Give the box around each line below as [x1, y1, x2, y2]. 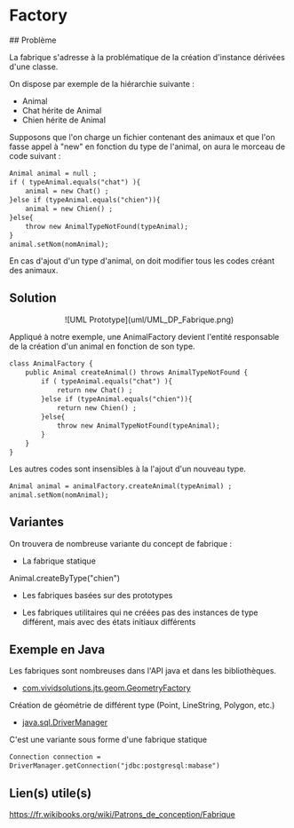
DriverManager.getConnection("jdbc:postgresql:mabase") [9, 761, 220, 770]
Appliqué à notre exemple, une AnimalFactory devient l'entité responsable [9, 331, 280, 342]
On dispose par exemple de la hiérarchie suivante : [9, 78, 195, 89]
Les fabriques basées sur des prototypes [21, 589, 173, 600]
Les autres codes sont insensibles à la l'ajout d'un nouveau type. [9, 463, 247, 474]
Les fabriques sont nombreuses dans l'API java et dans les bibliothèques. [9, 666, 277, 676]
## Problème [9, 35, 57, 45]
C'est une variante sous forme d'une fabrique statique [9, 734, 207, 745]
